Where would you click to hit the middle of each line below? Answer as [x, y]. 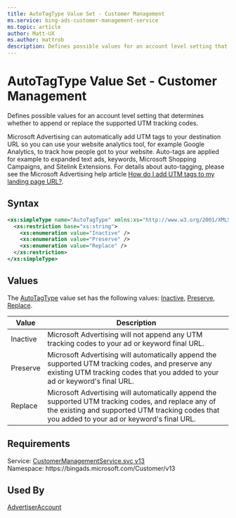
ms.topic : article [34, 27]
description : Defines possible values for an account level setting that [118, 46]
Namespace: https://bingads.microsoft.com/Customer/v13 [91, 468]
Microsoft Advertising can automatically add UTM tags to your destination [114, 136]
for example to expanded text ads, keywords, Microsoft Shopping [102, 159]
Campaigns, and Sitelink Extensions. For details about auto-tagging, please [116, 167]
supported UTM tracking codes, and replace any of [132, 401]
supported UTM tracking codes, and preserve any [130, 363]
